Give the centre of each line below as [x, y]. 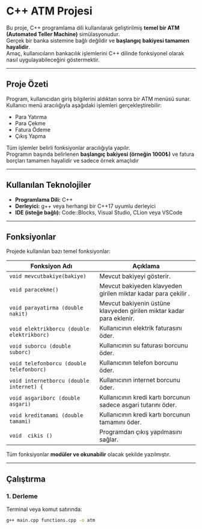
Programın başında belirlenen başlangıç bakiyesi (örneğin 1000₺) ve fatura [100, 154]
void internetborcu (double [49, 381]
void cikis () [31, 436]
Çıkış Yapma [30, 136]
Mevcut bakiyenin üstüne [135, 303]
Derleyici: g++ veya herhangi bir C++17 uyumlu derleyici [85, 206]
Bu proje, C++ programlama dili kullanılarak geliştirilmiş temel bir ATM [93, 28]
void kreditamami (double [46, 416]
